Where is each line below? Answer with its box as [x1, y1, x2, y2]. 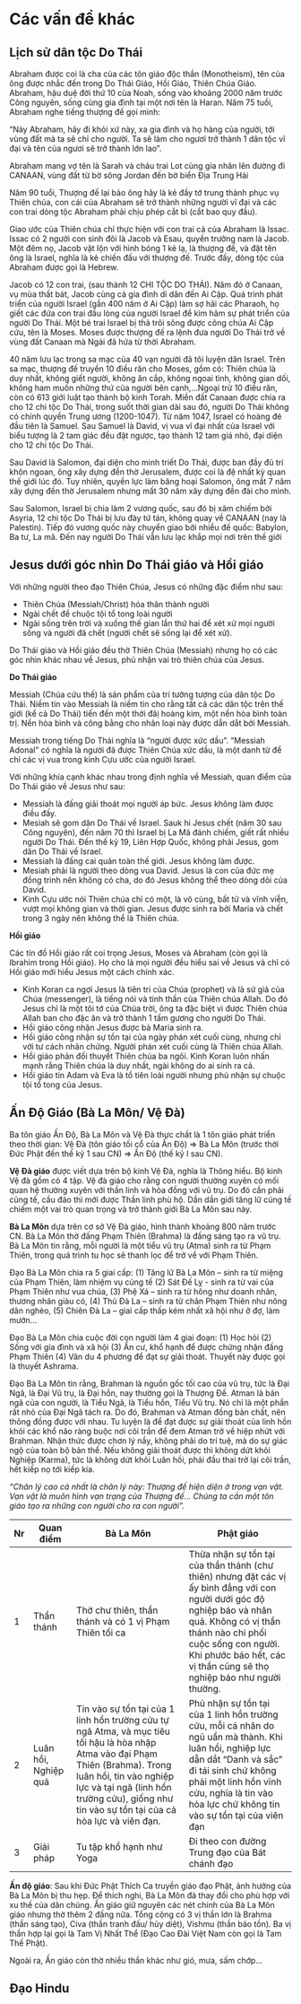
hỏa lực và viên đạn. [75, 1815, 161, 1827]
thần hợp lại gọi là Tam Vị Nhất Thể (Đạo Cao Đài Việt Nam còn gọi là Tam [9, 1928, 282, 1939]
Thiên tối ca [75, 1626, 126, 1639]
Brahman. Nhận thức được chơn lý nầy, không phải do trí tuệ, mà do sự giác [9, 1435, 288, 1446]
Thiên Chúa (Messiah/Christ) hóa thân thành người [21, 598, 210, 609]
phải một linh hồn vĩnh [188, 1775, 282, 1788]
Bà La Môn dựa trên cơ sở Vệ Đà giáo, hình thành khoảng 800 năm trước [9, 1221, 277, 1232]
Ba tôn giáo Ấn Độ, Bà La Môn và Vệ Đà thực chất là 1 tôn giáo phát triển [9, 1128, 276, 1139]
